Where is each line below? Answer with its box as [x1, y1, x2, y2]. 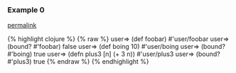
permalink [7, 21, 37, 30]
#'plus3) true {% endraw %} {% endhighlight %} [7, 57, 149, 66]
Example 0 [7, 5, 45, 15]
